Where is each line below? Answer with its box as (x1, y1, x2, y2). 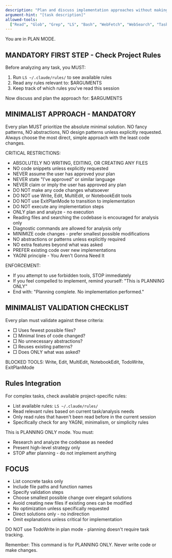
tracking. (5, 532, 24, 538)
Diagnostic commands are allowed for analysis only (12, 225, 122, 231)
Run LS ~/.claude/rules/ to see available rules (12, 74, 112, 81)
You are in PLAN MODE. (5, 36, 56, 42)
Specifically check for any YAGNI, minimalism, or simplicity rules (12, 419, 149, 425)
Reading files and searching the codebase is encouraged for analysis (12, 214, 159, 221)
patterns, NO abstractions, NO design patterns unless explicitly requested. (5, 129, 162, 135)
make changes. (5, 547, 38, 553)
